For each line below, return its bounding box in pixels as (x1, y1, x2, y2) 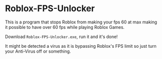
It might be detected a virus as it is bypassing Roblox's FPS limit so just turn (5, 43, 157, 49)
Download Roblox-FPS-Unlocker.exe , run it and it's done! (5, 34, 118, 39)
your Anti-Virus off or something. (5, 48, 72, 54)
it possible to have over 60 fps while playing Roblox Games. (5, 24, 125, 30)
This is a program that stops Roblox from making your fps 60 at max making (5, 19, 157, 25)
